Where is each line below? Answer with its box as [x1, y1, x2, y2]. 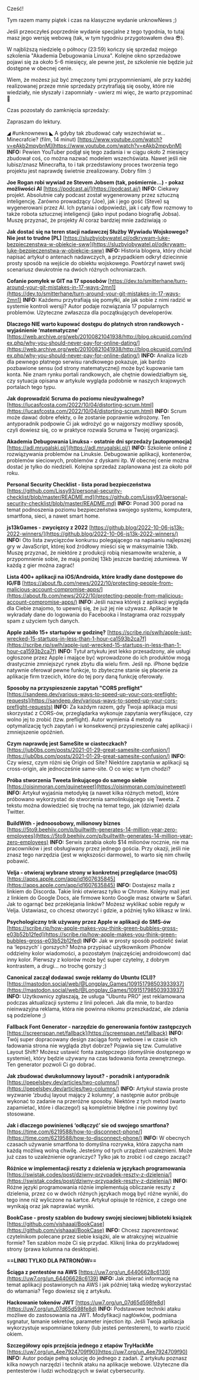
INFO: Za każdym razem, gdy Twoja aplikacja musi [53, 703, 178, 710]
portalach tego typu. [7, 384, 57, 390]
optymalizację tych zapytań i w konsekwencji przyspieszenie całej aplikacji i [7, 722, 192, 729]
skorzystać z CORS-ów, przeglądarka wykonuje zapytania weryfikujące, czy [7, 710, 193, 716]
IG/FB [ [7, 579, 24, 587]
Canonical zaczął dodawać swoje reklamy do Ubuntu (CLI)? [7, 974, 156, 981]
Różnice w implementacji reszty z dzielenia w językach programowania [7, 1165, 186, 1172]
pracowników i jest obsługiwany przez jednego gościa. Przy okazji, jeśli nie [7, 845, 190, 852]
